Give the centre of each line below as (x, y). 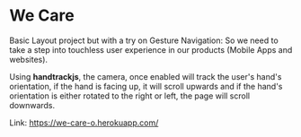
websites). (28, 59)
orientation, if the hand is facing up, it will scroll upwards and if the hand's (146, 86)
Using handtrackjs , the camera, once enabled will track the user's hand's (146, 76)
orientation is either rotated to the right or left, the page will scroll (129, 96)
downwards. (32, 105)
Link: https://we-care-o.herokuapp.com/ (84, 123)
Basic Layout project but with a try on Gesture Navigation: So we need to (144, 40)
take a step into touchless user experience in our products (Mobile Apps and (151, 49)
